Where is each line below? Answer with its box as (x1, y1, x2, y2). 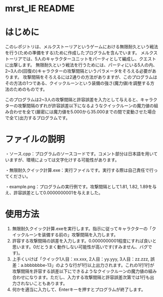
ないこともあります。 (25, 280, 68, 286)
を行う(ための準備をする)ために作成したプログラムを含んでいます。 (5, 50, 140, 56)
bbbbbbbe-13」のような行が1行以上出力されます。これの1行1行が (24, 262, 155, 268)
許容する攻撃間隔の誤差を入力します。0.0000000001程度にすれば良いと (12, 238, 157, 243)
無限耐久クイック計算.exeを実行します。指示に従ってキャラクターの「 (12, 226, 152, 231)
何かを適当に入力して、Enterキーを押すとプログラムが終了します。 (12, 287, 146, 292)
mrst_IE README (5, 3, 75, 14)
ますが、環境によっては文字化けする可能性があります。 (9, 157, 119, 163)
